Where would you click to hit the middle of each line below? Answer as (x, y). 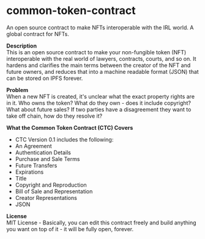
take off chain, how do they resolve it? (54, 116)
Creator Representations (46, 198)
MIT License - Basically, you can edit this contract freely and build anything (102, 223)
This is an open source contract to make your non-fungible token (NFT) (96, 52)
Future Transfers (36, 165)
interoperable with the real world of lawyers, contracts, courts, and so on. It (102, 59)
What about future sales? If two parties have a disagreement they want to (99, 109)
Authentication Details (43, 152)
